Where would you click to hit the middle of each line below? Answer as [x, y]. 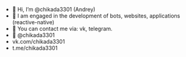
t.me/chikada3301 [35, 48]
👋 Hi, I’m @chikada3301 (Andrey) [54, 9]
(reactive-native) [33, 22]
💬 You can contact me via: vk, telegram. [62, 29]
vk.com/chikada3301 [39, 42]
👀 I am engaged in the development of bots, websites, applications [96, 16]
